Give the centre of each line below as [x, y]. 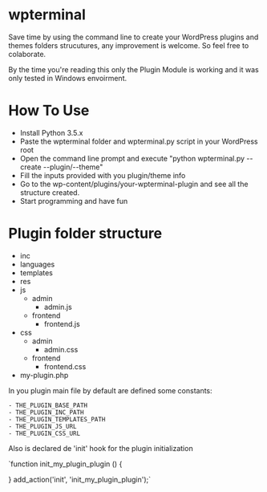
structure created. [50, 192]
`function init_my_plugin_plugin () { [65, 464]
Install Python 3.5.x [51, 132]
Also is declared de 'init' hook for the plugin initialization [101, 448]
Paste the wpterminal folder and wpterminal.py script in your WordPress [139, 141]
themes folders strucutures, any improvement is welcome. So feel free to [129, 45]
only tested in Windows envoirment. [68, 78]
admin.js [58, 307]
